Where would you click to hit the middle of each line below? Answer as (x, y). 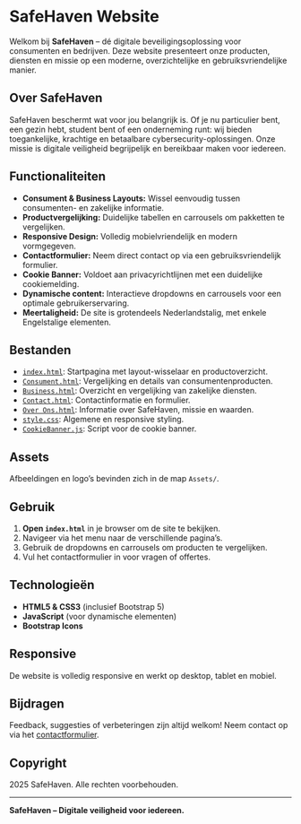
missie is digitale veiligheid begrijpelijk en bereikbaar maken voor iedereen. (148, 148)
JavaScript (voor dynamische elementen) (99, 616)
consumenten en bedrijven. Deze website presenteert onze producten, (140, 50)
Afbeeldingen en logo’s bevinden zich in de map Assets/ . (114, 479)
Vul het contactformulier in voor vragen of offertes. (116, 557)
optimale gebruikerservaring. (76, 303)
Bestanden (40, 350)
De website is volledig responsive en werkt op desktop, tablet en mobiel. (143, 675)
